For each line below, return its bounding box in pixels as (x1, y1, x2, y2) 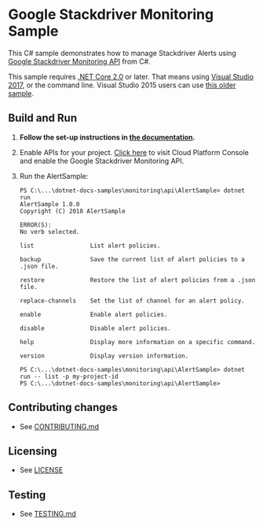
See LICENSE (19, 465, 64, 475)
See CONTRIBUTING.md (19, 421, 100, 431)
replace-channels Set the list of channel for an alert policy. (19, 297, 245, 305)
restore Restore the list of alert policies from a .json (19, 276, 256, 284)
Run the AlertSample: (19, 171, 89, 180)
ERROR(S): (19, 220, 53, 229)
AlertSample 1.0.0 (19, 200, 80, 208)
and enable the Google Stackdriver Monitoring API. (19, 156, 184, 165)
